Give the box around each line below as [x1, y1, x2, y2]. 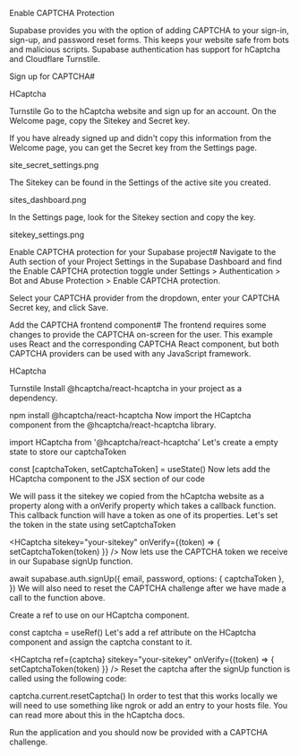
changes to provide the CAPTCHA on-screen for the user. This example [9, 330, 273, 339]
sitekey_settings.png [9, 229, 85, 240]
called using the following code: [9, 673, 127, 683]
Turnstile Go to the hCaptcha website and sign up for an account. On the [9, 106, 277, 116]
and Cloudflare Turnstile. [9, 54, 101, 64]
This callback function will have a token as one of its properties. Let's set [9, 510, 278, 520]
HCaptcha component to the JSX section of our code [9, 473, 206, 484]
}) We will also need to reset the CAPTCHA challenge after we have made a [9, 583, 286, 593]
